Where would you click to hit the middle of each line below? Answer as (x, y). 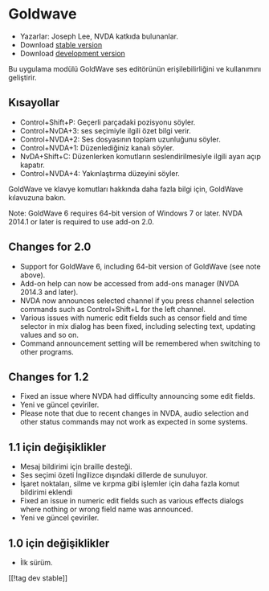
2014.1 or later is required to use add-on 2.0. (81, 221)
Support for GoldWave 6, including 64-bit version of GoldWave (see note (140, 266)
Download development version (73, 53)
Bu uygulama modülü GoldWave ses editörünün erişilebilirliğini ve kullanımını (135, 68)
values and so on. (49, 334)
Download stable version (61, 44)
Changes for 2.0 (50, 247)
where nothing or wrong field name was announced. (106, 509)
